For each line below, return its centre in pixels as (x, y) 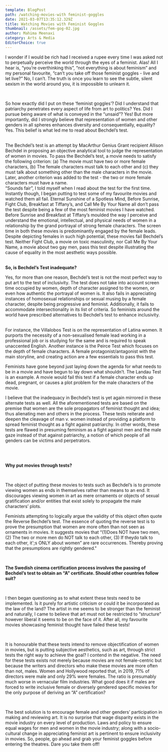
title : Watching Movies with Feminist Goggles (55, 24)
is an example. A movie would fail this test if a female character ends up (79, 377)
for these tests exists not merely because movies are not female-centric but (83, 660)
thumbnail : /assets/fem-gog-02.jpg (42, 29)
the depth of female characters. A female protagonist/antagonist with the (80, 351)
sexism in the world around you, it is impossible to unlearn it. (68, 84)
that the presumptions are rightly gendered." (51, 548)
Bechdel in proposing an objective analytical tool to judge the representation (84, 150)
